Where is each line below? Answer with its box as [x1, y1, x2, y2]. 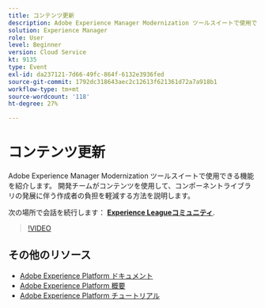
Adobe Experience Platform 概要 [19, 280, 126, 290]
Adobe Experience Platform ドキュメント [19, 271, 153, 280]
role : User [8, 33, 44, 42]
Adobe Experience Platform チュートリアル [19, 291, 161, 300]
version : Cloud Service [8, 48, 87, 56]
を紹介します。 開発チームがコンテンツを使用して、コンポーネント [8, 181, 224, 191]
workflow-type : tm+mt [8, 85, 80, 93]
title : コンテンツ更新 [8, 11, 75, 20]
